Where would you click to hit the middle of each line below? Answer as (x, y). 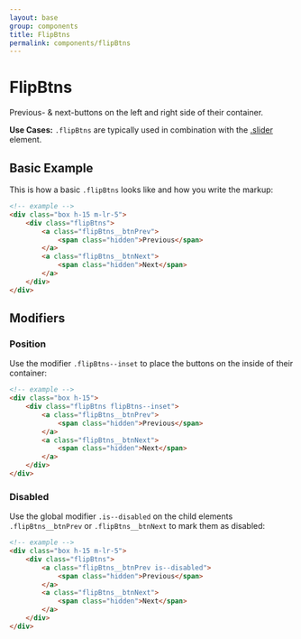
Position (28, 344)
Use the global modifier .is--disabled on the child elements (121, 516)
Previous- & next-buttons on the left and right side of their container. (137, 113)
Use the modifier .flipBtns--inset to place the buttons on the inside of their (151, 364)
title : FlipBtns (40, 34)
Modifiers (37, 318)
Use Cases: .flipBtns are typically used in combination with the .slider (141, 130)
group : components (44, 26)
